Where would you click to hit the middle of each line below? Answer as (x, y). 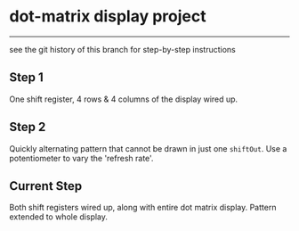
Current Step (46, 186)
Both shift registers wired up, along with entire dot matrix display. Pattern (143, 208)
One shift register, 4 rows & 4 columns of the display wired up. (124, 99)
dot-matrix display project (108, 16)
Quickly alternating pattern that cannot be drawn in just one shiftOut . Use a (148, 148)
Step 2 (28, 127)
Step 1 (27, 78)
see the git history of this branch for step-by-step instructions (122, 49)
